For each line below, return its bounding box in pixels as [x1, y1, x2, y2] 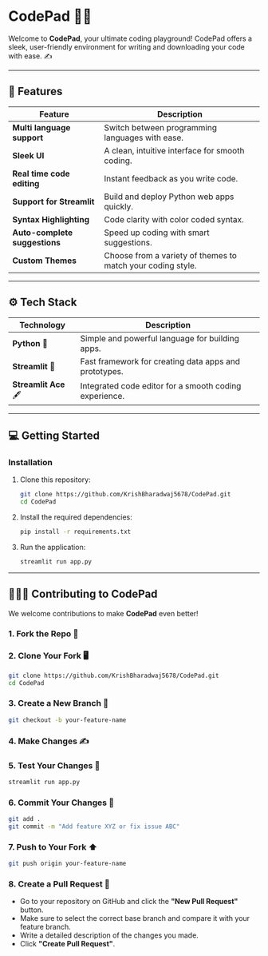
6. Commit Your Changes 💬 [8, 797, 115, 808]
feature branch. [19, 922, 72, 932]
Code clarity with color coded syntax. [104, 213, 245, 225]
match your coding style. [104, 260, 197, 271]
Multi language [12, 121, 71, 133]
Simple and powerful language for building [80, 333, 239, 344]
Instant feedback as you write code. [104, 173, 238, 184]
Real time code [12, 168, 70, 179]
